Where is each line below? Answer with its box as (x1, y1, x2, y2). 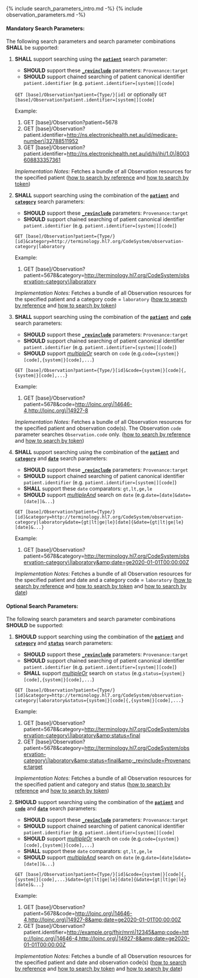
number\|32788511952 (23, 138, 78, 145)
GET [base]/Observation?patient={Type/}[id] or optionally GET (14, 91, 167, 98)
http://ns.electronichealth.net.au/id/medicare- (67, 131, 178, 139)
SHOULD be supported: (6, 622, 64, 629)
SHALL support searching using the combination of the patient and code (14, 314, 192, 321)
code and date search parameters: (14, 805, 97, 812)
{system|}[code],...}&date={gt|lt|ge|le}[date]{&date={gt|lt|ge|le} (14, 877, 187, 883)
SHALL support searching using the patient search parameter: (14, 55, 168, 62)
